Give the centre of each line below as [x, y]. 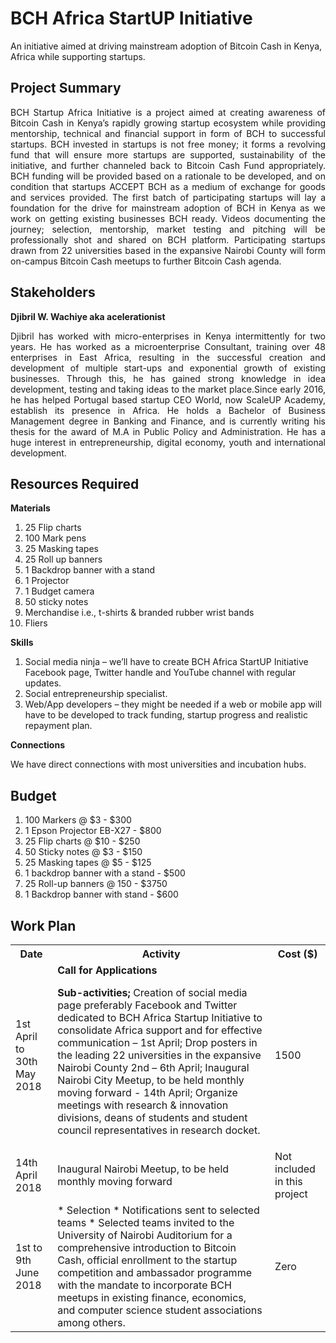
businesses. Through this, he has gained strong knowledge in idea [168, 378]
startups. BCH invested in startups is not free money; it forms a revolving [168, 144]
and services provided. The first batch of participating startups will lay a [168, 197]
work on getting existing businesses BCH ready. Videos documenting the [168, 218]
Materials [30, 508]
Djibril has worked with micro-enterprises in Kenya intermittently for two [168, 336]
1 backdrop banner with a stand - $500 [105, 873]
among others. [91, 1322]
